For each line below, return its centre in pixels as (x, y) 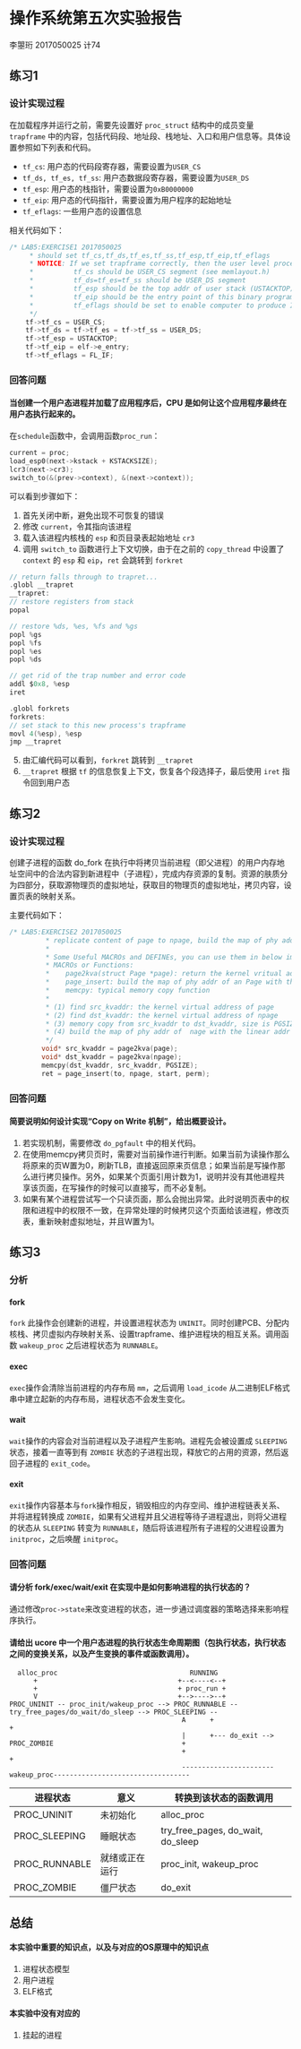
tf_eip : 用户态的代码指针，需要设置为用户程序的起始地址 (127, 200)
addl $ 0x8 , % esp (39, 684)
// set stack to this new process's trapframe (98, 725)
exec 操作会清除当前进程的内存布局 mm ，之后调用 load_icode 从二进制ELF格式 (150, 1387)
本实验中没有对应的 (45, 2013)
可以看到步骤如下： (45, 496)
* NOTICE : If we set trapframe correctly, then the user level (150, 264)
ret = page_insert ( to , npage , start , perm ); (126, 1073)
